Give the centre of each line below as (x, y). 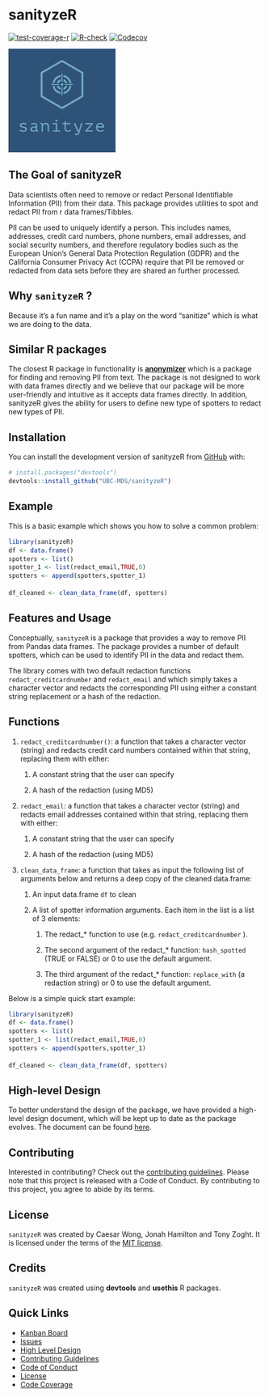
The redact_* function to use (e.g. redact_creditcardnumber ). (146, 934)
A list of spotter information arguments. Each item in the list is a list (143, 910)
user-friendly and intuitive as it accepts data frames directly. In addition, (128, 395)
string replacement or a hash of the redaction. (85, 696)
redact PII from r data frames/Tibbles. (71, 211)
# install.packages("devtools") (63, 473)
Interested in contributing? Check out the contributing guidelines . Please (129, 1172)
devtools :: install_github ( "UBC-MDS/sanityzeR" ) (90, 482)
